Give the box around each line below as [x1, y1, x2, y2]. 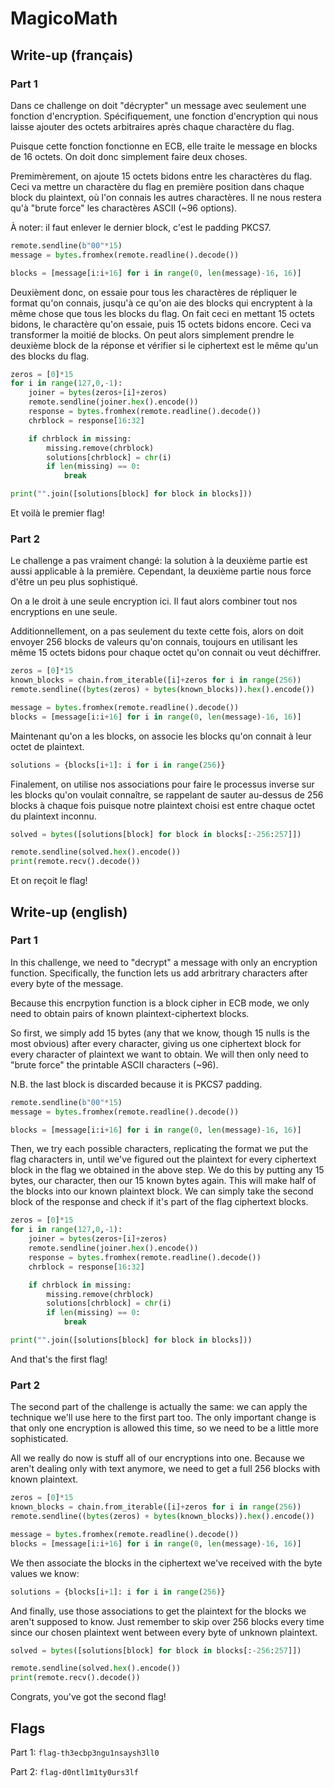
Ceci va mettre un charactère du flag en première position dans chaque [10, 180, 305, 192]
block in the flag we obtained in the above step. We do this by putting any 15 [10, 1164, 325, 1176]
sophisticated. [10, 1433, 69, 1445]
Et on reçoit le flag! [10, 875, 88, 887]
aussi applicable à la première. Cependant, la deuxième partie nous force [10, 565, 312, 577]
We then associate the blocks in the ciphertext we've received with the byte [10, 1557, 323, 1569]
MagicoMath [10, 7, 118, 30]
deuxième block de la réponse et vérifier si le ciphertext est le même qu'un [10, 339, 319, 351]
